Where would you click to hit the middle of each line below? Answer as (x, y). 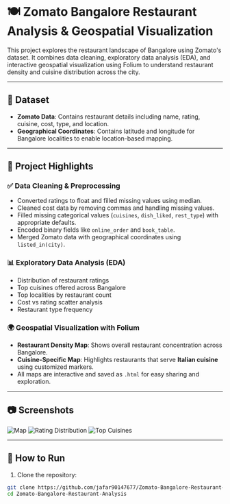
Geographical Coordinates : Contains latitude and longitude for (106, 131)
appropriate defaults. (47, 223)
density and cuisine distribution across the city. (74, 72)
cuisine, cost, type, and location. (63, 123)
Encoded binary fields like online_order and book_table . (96, 230)
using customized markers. (55, 367)
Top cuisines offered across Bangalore (72, 287)
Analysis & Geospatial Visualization (110, 31)
